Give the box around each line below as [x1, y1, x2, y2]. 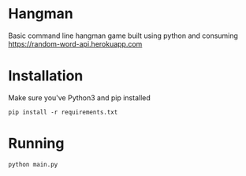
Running [8, 135, 65, 152]
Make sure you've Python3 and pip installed [8, 92, 151, 103]
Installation [8, 67, 84, 85]
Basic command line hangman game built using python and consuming [8, 31, 239, 40]
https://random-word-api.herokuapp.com [8, 39, 143, 48]
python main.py [8, 160, 58, 168]
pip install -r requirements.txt [8, 108, 118, 116]
